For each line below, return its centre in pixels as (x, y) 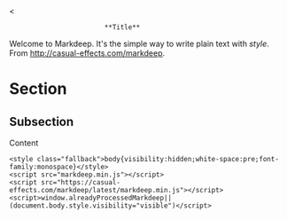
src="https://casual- (81, 183)
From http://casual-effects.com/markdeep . (87, 53)
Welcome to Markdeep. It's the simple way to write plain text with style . (140, 43)
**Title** (122, 27)
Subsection (42, 121)
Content (24, 143)
